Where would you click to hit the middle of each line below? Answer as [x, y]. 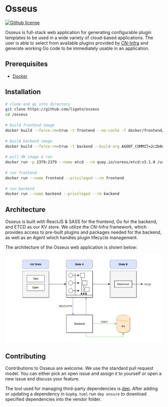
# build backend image [29, 141]
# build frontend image [30, 125]
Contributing [25, 356]
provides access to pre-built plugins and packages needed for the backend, [83, 232]
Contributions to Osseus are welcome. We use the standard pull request [79, 368]
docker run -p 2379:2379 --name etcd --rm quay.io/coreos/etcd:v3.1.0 [80, 162]
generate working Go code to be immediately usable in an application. [77, 48]
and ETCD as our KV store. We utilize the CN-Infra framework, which [76, 227]
